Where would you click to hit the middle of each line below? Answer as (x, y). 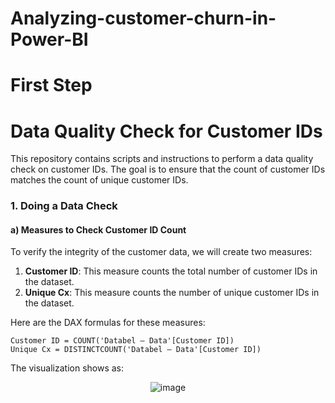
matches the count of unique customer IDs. (99, 180)
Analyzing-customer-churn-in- (143, 18)
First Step (51, 85)
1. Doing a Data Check (64, 206)
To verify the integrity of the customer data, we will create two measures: (161, 252)
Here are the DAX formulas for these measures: (108, 323)
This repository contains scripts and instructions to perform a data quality (162, 159)
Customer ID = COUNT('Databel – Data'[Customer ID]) (122, 341)
